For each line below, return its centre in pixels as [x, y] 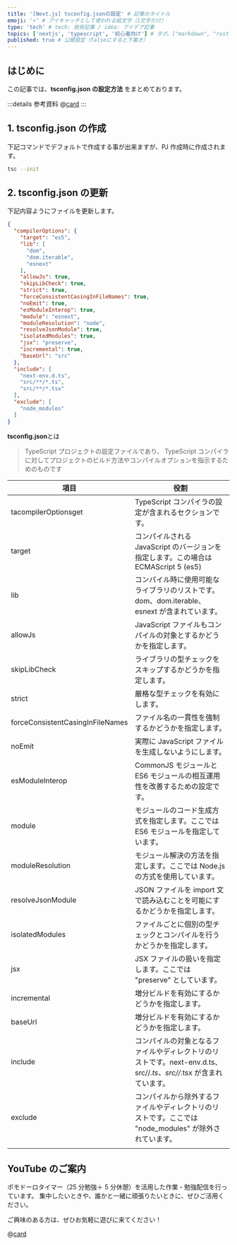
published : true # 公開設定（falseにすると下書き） [78, 40]
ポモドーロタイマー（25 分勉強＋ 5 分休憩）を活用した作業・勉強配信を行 [114, 1187]
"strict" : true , [44, 291]
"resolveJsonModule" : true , [61, 329]
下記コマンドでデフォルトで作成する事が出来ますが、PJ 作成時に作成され [114, 146]
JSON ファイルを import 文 [180, 889]
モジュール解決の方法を [174, 855]
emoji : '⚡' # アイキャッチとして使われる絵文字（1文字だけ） [87, 21]
